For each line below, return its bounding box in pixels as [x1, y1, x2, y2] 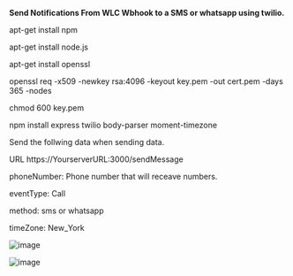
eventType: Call [9, 188, 66, 198]
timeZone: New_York [9, 223, 86, 233]
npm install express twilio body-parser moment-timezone [9, 119, 218, 130]
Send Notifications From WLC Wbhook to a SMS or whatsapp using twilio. [9, 8, 285, 18]
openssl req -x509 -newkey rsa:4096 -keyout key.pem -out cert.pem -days [9, 76, 284, 87]
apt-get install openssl [9, 59, 91, 69]
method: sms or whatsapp [9, 205, 104, 216]
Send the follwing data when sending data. [9, 137, 165, 147]
